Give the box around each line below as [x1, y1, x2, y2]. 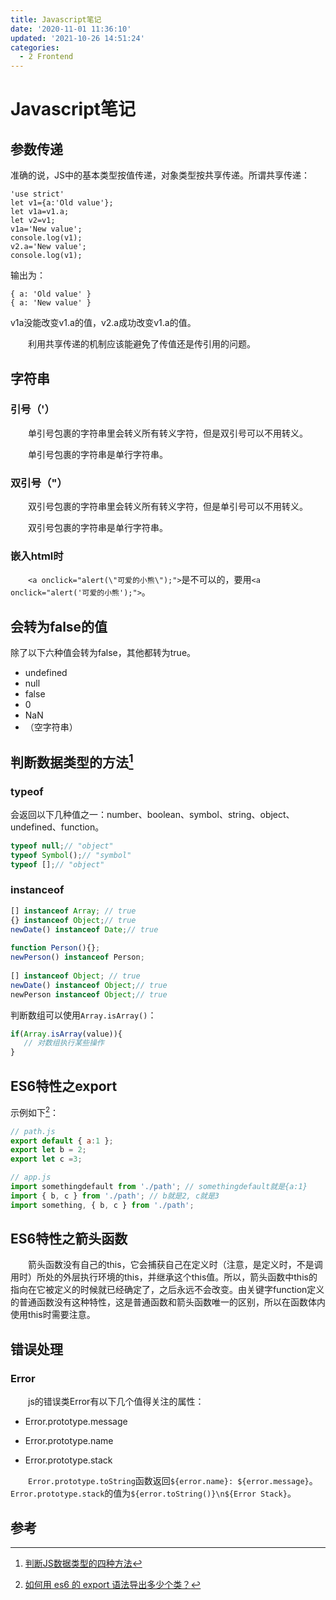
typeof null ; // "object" [10, 841, 114, 851]
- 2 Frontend [19, 52, 74, 62]
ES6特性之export [10, 1077, 118, 1095]
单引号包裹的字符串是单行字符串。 [27, 448, 168, 460]
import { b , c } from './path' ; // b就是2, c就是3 [10, 1191, 220, 1201]
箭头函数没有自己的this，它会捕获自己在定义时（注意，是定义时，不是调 [27, 1259, 323, 1271]
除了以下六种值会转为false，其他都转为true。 [10, 647, 197, 659]
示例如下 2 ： [10, 1105, 60, 1118]
